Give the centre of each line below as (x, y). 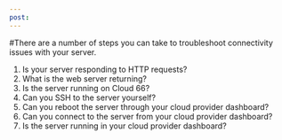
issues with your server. (53, 52)
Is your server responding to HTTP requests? (105, 69)
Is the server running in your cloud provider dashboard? (124, 126)
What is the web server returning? (85, 78)
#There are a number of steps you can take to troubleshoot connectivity (141, 43)
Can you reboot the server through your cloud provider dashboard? (145, 106)
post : (19, 17)
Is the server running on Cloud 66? (86, 88)
